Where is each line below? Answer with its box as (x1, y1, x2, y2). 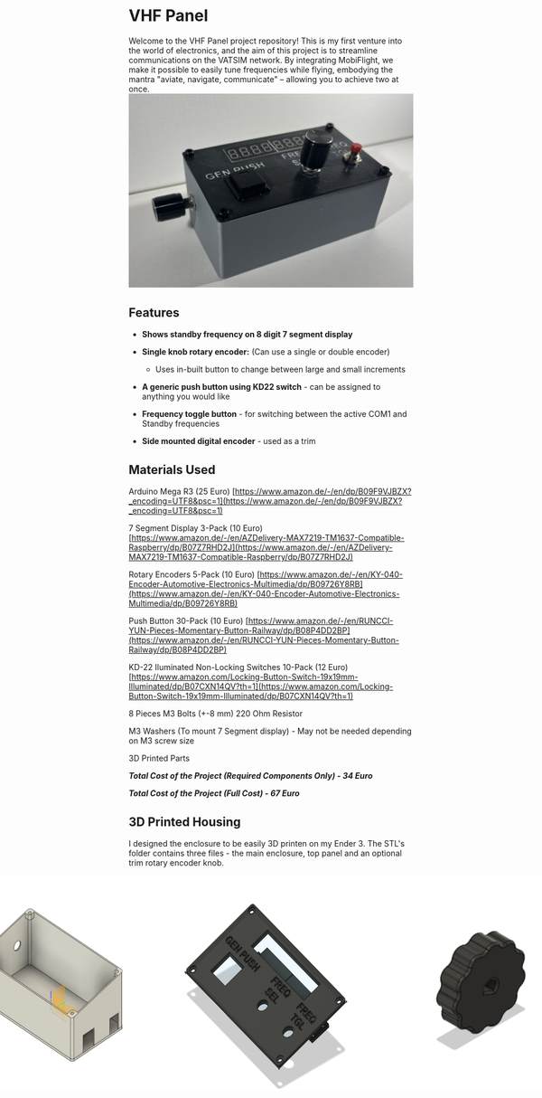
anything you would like (141, 391, 230, 402)
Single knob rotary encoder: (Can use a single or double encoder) (141, 346, 390, 357)
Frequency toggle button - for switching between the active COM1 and (141, 409, 407, 420)
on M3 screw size (128, 735, 195, 746)
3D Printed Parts (128, 753, 190, 764)
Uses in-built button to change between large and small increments (154, 364, 406, 375)
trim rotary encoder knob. (128, 857, 225, 868)
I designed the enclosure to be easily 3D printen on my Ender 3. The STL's (128, 838, 406, 848)
